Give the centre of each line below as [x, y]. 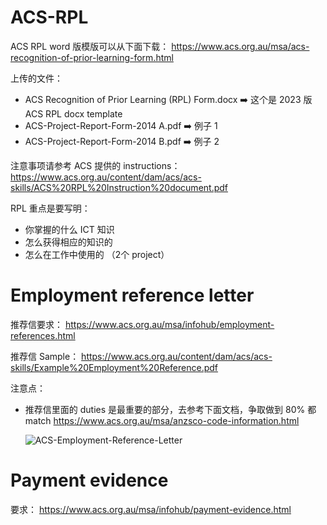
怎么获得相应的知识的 [68, 242]
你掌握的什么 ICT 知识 [69, 229]
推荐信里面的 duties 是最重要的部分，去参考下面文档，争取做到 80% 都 [170, 409]
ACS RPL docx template [73, 113]
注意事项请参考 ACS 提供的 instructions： [95, 165]
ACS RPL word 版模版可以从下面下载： [90, 46]
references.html [43, 335]
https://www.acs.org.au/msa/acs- [240, 46]
